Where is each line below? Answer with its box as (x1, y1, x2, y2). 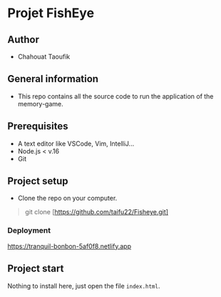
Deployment (7, 226, 51, 236)
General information (7, 73, 98, 85)
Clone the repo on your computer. (17, 194, 118, 203)
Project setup (7, 175, 69, 187)
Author (7, 34, 39, 46)
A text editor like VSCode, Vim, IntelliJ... (17, 139, 135, 148)
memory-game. (17, 99, 64, 108)
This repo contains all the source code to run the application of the (17, 91, 214, 101)
